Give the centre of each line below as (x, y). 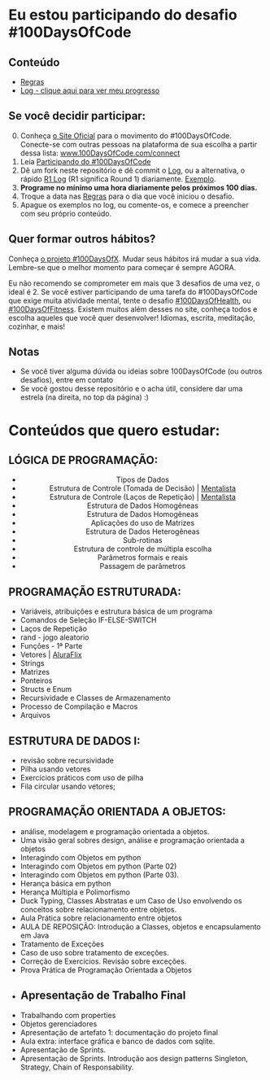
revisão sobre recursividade (67, 761)
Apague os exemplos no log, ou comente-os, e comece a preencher (135, 204)
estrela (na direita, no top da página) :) (84, 397)
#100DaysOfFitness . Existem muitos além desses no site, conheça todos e (133, 309)
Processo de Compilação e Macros (79, 706)
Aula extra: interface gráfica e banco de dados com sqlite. (118, 1041)
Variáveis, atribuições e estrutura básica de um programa (116, 611)
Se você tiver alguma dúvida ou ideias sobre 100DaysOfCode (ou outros (141, 371)
